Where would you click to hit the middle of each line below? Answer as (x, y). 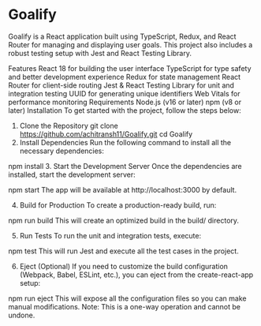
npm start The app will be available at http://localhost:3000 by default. (123, 189)
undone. (22, 315)
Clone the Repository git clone (69, 126)
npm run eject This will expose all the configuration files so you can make (127, 298)
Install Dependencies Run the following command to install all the (125, 142)
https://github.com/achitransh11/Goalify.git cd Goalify (106, 134)
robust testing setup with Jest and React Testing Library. (100, 53)
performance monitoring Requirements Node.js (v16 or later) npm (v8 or (125, 102)
